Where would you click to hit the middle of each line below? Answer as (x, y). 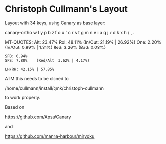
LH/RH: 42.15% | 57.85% (30, 69)
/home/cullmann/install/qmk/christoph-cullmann (55, 88)
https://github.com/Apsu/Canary (38, 117)
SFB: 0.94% (16, 56)
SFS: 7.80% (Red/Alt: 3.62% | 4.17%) (48, 60)
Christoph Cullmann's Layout (66, 9)
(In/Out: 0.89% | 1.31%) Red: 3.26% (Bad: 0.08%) (55, 47)
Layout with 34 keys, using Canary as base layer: (55, 23)
